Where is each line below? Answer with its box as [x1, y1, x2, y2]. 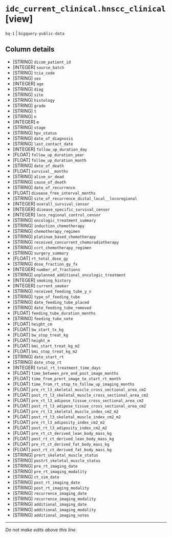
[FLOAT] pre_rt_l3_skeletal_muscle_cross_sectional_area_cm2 [12, 386, 146, 392]
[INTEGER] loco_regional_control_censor [12, 211, 101, 217]
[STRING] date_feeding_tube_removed [12, 304, 92, 310]
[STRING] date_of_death [12, 162, 64, 169]
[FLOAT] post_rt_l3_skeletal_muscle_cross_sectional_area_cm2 [12, 392, 148, 398]
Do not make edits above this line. [5, 526, 77, 533]
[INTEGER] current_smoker [12, 282, 69, 289]
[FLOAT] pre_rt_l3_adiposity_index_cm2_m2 [12, 419, 105, 425]
